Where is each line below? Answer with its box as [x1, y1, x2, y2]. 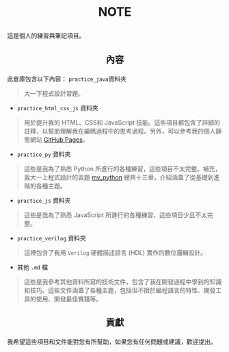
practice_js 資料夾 [16, 196, 71, 204]
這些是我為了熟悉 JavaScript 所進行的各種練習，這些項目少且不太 [23, 210, 207, 219]
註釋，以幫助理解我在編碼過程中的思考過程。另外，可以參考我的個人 [23, 127, 216, 135]
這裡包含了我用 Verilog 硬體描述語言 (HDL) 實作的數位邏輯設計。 [23, 248, 207, 257]
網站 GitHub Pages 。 [29, 135, 89, 144]
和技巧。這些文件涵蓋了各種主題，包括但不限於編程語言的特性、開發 [23, 286, 216, 294]
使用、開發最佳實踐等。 [36, 294, 103, 303]
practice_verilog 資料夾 [16, 234, 87, 242]
